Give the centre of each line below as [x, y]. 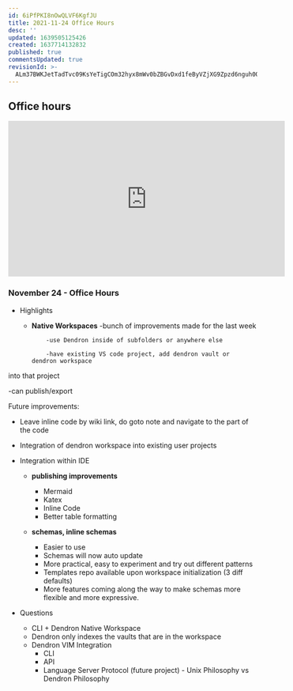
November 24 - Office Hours [64, 293]
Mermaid [58, 491]
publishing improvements [75, 476]
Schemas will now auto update [93, 555]
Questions [36, 613]
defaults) [58, 580]
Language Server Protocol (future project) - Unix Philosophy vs [146, 670]
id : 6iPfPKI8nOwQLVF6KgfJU [53, 15]
